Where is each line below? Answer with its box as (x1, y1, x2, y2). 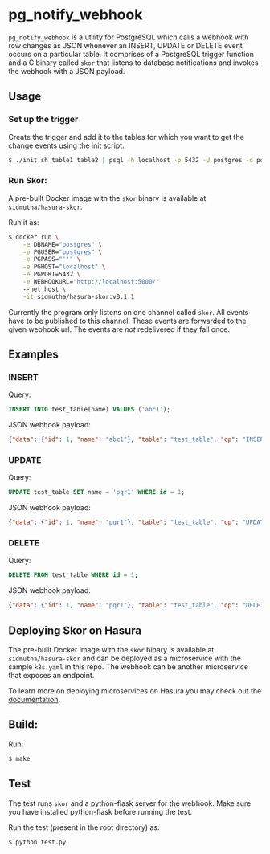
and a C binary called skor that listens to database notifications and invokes (8, 58, 259, 67)
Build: (8, 717, 39, 732)
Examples (8, 348, 59, 362)
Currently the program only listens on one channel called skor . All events (8, 307, 249, 317)
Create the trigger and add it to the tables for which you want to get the (8, 132, 245, 141)
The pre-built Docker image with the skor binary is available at (8, 645, 215, 655)
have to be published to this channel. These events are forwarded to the (8, 316, 247, 325)
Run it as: (8, 217, 39, 227)
